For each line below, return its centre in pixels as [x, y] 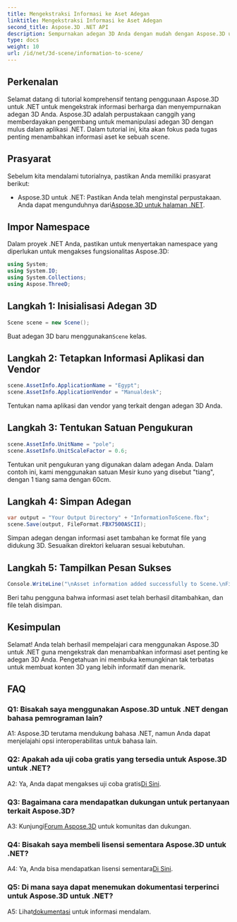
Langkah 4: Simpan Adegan [69, 502]
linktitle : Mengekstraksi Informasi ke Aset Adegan [85, 21]
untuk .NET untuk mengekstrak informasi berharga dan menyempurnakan [114, 106]
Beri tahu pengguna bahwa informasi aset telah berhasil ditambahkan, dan [115, 597]
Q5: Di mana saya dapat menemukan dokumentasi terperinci [113, 887]
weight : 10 [23, 47]
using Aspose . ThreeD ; [39, 284]
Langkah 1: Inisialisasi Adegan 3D [82, 306]
